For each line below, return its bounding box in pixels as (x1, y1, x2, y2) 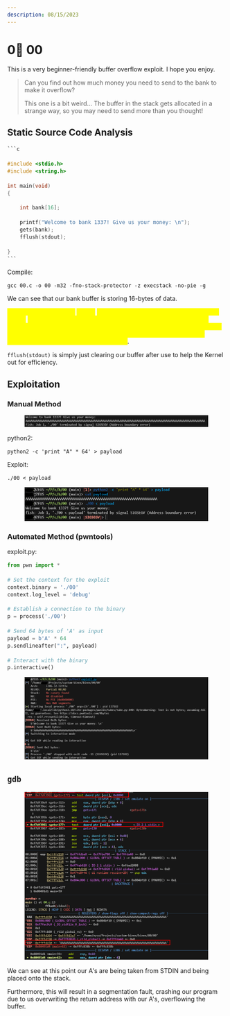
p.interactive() (7, 664, 54, 671)
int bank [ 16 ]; (19, 205, 60, 212)
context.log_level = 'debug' (7, 591, 91, 598)
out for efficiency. (7, 358, 57, 367)
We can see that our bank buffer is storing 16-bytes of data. (7, 295, 178, 303)
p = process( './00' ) (7, 613, 67, 620)
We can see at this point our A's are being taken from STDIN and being (7, 966, 209, 974)
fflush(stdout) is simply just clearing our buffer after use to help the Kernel (7, 351, 224, 359)
